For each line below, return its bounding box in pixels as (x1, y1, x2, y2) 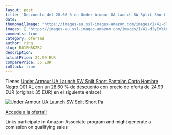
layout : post (5, 7, 33, 13)
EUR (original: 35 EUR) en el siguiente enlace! (5, 89, 101, 95)
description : (5, 50, 33, 55)
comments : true (5, 31, 38, 36)
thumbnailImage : (5, 21, 40, 27)
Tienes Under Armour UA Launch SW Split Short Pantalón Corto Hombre (5, 78, 159, 85)
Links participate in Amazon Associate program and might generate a (5, 119, 152, 125)
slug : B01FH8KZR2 (5, 45, 42, 50)
